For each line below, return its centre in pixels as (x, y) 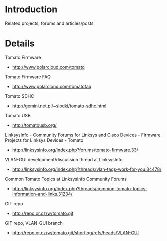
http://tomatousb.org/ (35, 125)
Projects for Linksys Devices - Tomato (44, 140)
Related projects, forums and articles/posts (49, 23)
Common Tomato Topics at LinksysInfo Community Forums (66, 179)
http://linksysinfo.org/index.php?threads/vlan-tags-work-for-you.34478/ (87, 169)
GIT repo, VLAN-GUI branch (34, 223)
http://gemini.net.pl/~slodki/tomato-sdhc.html (59, 106)
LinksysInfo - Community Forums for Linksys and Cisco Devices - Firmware (83, 135)
